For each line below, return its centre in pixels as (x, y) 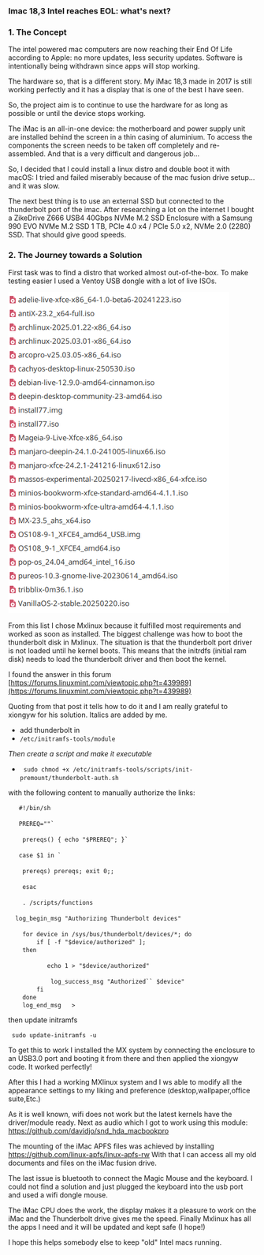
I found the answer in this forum (60, 674)
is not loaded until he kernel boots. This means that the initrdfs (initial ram (127, 650)
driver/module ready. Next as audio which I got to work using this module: (128, 1122)
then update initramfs (43, 1020)
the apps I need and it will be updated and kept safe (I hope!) (107, 1227)
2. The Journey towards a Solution (75, 256)
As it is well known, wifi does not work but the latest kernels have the (120, 1114)
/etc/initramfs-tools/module (67, 739)
